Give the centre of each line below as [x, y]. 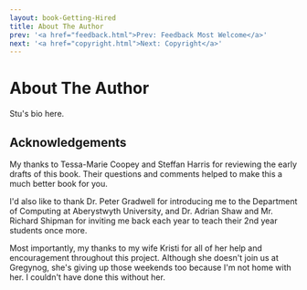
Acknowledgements [68, 142]
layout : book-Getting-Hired [63, 18]
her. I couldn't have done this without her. [88, 277]
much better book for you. [58, 184]
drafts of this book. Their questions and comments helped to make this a [146, 174]
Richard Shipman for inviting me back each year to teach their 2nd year [143, 221]
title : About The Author [57, 26]
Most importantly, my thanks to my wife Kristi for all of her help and [136, 248]
